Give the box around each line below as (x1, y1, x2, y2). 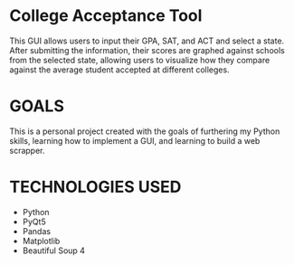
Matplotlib (22, 235, 61, 246)
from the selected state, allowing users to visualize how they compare (9, 54, 270, 65)
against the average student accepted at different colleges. (9, 64, 230, 75)
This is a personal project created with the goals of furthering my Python (9, 126, 280, 137)
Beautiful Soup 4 (22, 245, 86, 256)
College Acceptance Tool (9, 5, 203, 26)
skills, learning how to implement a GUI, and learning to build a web (9, 135, 261, 146)
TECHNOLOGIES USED (9, 177, 182, 197)
